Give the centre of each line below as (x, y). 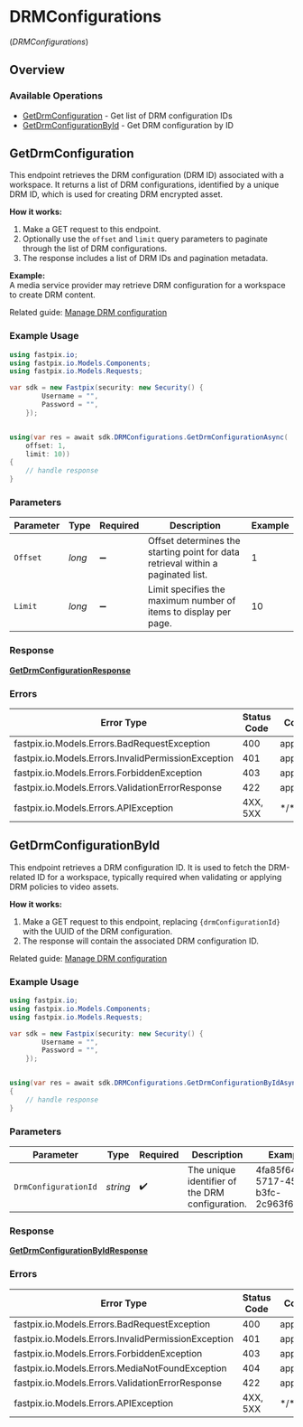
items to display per (189, 612)
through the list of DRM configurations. (95, 249)
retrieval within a (183, 564)
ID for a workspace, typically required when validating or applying (160, 877)
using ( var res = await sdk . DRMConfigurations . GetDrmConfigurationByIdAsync (155, 1083)
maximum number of (192, 601)
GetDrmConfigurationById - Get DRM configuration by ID (128, 125)
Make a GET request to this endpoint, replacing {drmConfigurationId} (151, 921)
